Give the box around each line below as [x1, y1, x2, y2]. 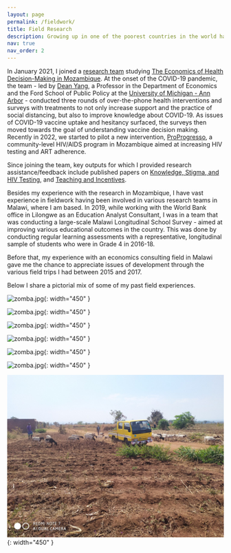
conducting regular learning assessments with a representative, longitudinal [7, 232, 222, 241]
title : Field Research [7, 25, 72, 32]
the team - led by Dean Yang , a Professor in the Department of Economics [7, 82, 218, 89]
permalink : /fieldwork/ [7, 18, 76, 25]
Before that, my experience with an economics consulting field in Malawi [7, 253, 213, 261]
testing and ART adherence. [7, 148, 87, 155]
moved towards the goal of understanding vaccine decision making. [7, 126, 199, 133]
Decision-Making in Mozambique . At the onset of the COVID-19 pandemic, [7, 74, 218, 83]
